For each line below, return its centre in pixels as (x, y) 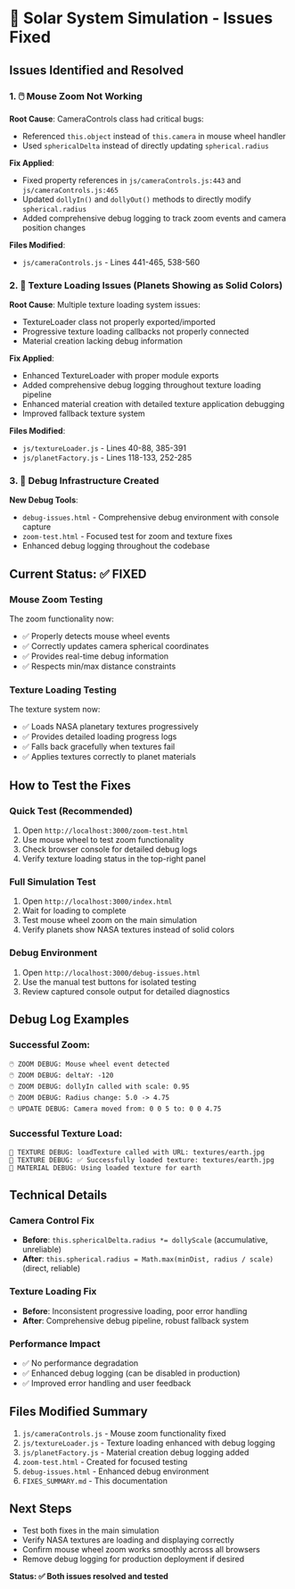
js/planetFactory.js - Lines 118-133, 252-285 (107, 458)
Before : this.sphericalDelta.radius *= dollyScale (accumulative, (145, 1240)
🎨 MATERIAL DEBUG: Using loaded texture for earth (105, 1168)
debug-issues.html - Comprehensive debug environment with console (150, 518)
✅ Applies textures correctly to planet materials (109, 757)
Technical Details (58, 1195)
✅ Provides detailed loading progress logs (99, 736)
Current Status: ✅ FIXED (78, 574)
